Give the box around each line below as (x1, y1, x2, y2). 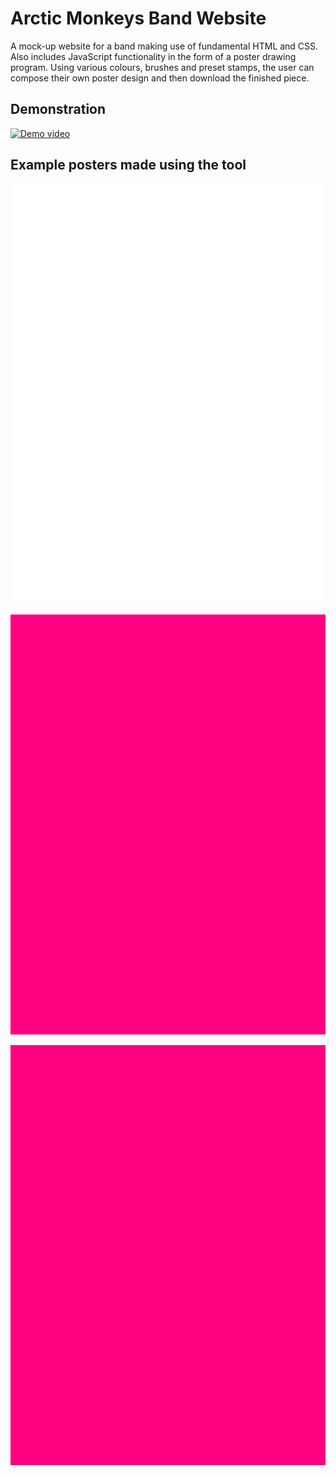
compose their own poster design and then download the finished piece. (10, 72, 310, 84)
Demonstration (10, 101, 107, 118)
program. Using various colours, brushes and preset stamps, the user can (10, 61, 315, 73)
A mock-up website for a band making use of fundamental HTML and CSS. (10, 40, 319, 52)
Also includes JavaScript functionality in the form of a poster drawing (10, 50, 297, 62)
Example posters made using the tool (10, 157, 247, 174)
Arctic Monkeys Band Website (10, 7, 267, 30)
